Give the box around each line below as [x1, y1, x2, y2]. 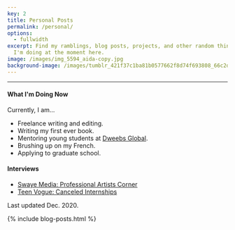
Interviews [7, 164, 39, 173]
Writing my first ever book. [17, 126, 94, 135]
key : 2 [7, 10, 27, 17]
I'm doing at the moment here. [13, 49, 105, 56]
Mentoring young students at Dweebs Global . [17, 134, 148, 142]
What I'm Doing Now [7, 90, 69, 98]
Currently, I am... [7, 105, 55, 114]
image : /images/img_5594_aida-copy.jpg [7, 56, 124, 63]
